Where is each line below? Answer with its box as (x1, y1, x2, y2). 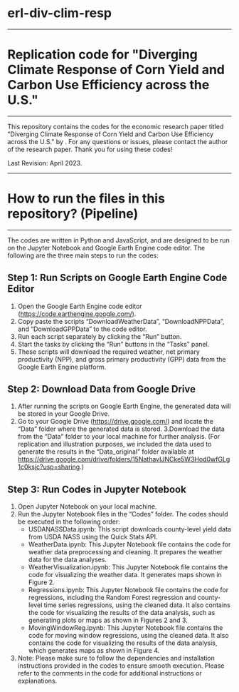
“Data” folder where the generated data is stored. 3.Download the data (17, 424, 225, 433)
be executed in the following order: (17, 517, 120, 526)
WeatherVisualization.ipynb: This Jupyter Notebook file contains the (28, 563, 228, 571)
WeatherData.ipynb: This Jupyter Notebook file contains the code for (28, 540, 231, 549)
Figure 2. (28, 578, 55, 586)
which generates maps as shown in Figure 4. (28, 646, 160, 655)
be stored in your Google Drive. (17, 409, 110, 418)
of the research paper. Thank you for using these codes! (7, 145, 173, 153)
